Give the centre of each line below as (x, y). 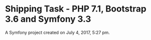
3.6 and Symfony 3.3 (48, 19)
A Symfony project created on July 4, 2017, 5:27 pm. (57, 32)
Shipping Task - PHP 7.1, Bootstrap (76, 9)
